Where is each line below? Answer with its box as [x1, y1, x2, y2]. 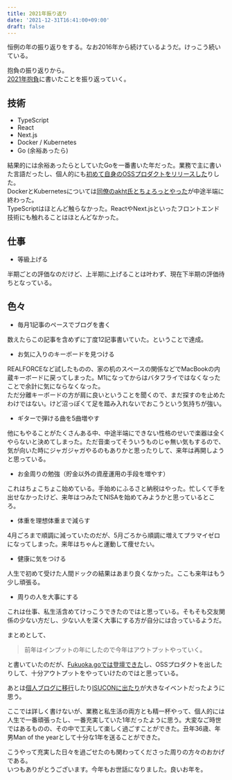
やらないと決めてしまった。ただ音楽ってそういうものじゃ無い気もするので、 [7, 437, 225, 446]
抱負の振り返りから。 [7, 67, 68, 75]
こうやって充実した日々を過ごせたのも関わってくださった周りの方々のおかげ [7, 747, 225, 756]
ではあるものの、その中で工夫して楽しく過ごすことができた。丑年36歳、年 [7, 724, 222, 732]
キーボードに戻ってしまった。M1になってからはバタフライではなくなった [12, 373, 221, 381]
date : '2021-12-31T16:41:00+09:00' [7, 17, 110, 24]
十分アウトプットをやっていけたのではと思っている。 [30, 668, 182, 677]
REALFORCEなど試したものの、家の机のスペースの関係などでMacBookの [7, 365, 215, 373]
